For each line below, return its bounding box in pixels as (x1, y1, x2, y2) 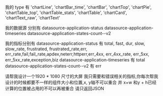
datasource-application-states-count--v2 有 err (5, 63, 102, 69)
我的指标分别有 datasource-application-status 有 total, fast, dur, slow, (5, 40, 145, 46)
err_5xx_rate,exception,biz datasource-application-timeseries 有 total (5, 57, 145, 62)
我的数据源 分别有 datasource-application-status (5, 25, 104, 31)
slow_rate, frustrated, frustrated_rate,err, (5, 46, 87, 52)
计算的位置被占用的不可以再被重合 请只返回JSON (5, 86, 105, 91)
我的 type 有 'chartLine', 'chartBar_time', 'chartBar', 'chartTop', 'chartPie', (5, 4, 152, 10)
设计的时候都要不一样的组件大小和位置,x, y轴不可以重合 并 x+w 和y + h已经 (5, 79, 157, 85)
